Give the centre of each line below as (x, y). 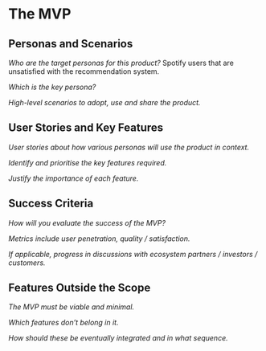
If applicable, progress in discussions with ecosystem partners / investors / (133, 254)
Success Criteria (51, 204)
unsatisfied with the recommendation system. (84, 71)
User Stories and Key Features (86, 128)
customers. (27, 263)
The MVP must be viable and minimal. (72, 307)
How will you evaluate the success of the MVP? (87, 222)
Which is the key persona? (52, 87)
